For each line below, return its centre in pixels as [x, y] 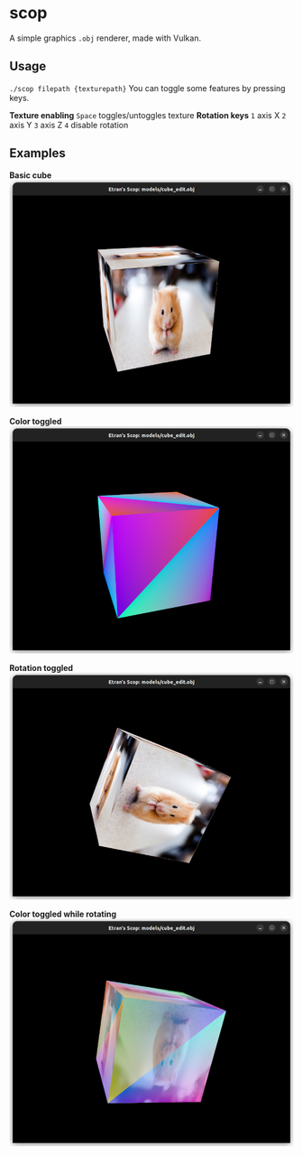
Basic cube [31, 175]
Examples [37, 153]
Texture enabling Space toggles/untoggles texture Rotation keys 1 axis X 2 [148, 115]
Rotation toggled [41, 667]
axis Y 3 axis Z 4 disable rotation [69, 125]
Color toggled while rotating [63, 914]
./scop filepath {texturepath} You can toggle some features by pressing [147, 88]
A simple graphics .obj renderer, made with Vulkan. [105, 38]
